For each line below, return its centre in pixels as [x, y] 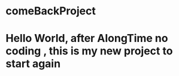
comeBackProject [51, 11]
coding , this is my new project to [89, 51]
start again [33, 64]
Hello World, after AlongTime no [87, 39]
